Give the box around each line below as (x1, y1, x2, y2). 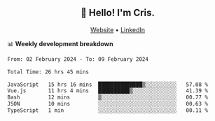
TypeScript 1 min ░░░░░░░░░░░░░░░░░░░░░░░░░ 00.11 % (7, 107, 209, 114)
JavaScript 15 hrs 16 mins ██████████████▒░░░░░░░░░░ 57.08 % (7, 81, 209, 88)
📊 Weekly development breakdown (7, 39, 113, 48)
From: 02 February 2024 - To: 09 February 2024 (7, 55, 149, 63)
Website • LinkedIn (90, 25, 146, 34)
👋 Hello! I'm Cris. (80, 7, 155, 19)
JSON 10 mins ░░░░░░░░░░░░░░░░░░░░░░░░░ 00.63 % (7, 101, 209, 108)
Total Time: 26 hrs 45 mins (7, 68, 90, 76)
